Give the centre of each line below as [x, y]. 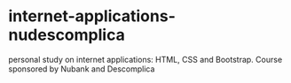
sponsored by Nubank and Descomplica [82, 69]
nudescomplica [67, 35]
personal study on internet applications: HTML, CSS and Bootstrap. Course [145, 59]
